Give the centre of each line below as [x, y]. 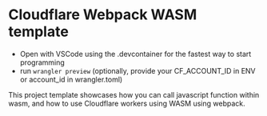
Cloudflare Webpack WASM [103, 15]
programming [42, 62]
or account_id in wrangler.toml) [71, 79]
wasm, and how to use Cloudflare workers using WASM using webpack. [127, 103]
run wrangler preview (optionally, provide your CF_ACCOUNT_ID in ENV [137, 70]
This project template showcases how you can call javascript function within [134, 94]
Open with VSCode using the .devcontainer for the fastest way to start [135, 54]
